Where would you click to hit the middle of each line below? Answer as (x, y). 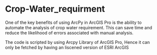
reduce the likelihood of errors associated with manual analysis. (69, 33)
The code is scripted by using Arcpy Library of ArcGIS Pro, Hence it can (78, 42)
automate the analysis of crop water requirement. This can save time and (79, 27)
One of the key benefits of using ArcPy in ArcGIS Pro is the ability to (73, 22)
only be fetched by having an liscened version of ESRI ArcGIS (67, 47)
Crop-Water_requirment (55, 9)
